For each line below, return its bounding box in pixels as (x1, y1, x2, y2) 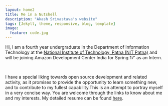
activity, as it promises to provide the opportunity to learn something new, (5, 79, 157, 85)
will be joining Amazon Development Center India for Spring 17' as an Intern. (5, 55, 162, 60)
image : (5, 26, 19, 31)
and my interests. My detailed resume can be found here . (5, 95, 124, 101)
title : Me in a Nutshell (5, 12, 57, 17)
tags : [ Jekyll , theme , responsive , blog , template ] (5, 21, 115, 26)
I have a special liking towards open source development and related (5, 74, 147, 80)
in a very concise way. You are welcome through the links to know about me (5, 90, 162, 96)
